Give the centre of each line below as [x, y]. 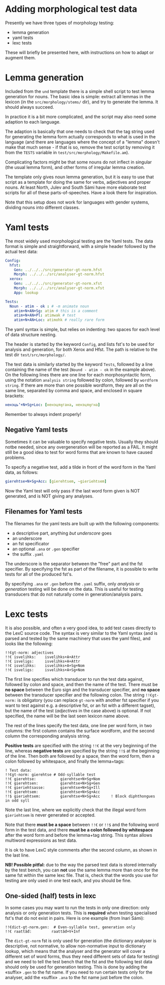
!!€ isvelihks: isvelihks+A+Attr [43, 657]
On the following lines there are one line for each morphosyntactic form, [78, 375]
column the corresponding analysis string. [48, 736]
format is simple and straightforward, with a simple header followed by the [81, 246]
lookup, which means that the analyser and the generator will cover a [75, 951]
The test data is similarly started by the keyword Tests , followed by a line [79, 365]
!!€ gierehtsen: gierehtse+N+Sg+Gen [52, 783]
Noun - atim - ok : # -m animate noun [49, 306]
